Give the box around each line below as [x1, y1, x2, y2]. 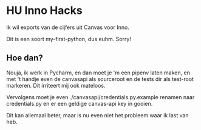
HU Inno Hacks [6, 4, 83, 18]
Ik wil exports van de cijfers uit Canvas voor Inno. [6, 24, 129, 31]
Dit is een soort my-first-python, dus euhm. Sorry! [6, 35, 132, 42]
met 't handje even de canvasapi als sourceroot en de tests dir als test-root [6, 75, 194, 82]
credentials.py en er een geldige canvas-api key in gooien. [6, 100, 153, 107]
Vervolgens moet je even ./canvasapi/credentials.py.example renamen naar [6, 93, 195, 100]
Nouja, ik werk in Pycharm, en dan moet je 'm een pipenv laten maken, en [6, 69, 190, 76]
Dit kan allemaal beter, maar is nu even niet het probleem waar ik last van [6, 111, 189, 119]
